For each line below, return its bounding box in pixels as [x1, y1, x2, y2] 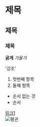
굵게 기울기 [5, 55, 27, 61]
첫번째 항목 [12, 76, 34, 82]
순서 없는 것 [12, 93, 36, 99]
